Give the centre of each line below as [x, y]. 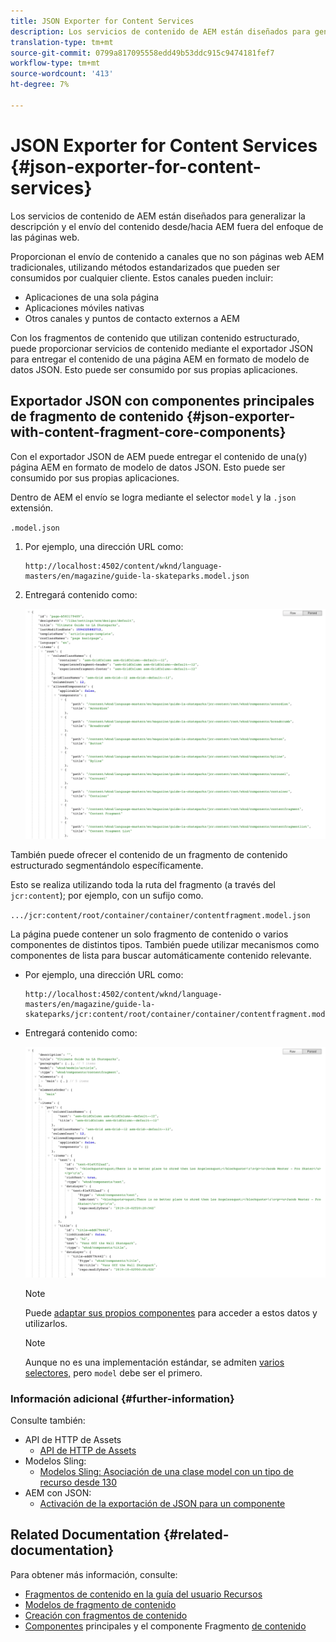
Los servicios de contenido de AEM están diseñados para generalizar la [158, 216]
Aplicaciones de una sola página [92, 297]
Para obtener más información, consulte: [94, 1574]
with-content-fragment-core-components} [148, 432]
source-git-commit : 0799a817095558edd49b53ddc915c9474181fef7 [142, 53]
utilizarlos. [46, 1323]
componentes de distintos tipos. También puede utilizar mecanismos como [165, 945]
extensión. [32, 507]
